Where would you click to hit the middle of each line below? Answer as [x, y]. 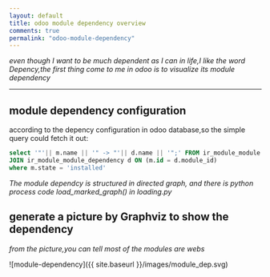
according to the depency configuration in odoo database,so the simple [127, 130]
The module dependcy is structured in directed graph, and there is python [131, 183]
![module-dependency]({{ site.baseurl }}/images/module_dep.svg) [119, 264]
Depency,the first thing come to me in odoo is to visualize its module [122, 70]
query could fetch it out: [49, 138]
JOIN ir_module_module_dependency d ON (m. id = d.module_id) [113, 160]
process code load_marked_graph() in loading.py [91, 191]
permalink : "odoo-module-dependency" [72, 38]
